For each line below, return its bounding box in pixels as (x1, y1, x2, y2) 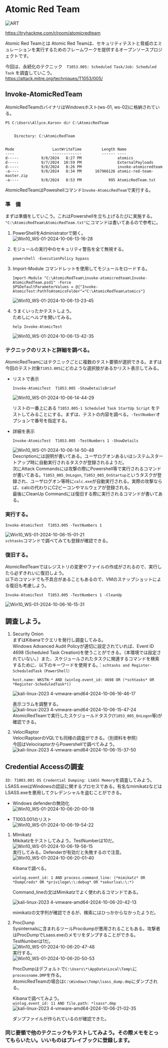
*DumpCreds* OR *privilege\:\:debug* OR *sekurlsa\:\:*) (12, 880, 134, 885)
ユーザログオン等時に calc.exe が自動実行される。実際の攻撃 (30, 479, 154, 485)
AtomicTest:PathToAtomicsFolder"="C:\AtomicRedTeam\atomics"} (12, 289, 145, 294)
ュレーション (5, 46, 32, 52)
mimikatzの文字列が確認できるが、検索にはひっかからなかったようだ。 (12, 909, 158, 915)
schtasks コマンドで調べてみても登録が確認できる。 (5, 537, 111, 543)
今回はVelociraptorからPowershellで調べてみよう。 (12, 741, 117, 747)
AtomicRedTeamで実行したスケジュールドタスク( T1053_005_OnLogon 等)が (12, 712, 162, 718)
